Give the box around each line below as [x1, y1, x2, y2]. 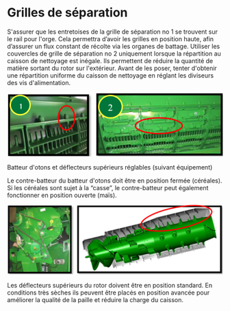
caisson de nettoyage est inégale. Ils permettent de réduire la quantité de [7, 56, 214, 65]
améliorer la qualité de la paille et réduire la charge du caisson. [7, 296, 183, 304]
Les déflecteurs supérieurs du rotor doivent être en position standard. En [7, 281, 213, 290]
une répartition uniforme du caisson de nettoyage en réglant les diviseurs [7, 71, 214, 80]
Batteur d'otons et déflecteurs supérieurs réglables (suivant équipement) [7, 163, 213, 172]
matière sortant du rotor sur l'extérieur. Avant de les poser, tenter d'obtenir [7, 64, 217, 72]
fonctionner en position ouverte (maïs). [7, 191, 118, 200]
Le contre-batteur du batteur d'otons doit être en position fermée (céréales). [7, 176, 222, 185]
